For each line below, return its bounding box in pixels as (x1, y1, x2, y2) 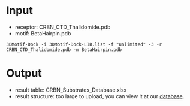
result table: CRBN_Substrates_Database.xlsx (14, 86, 127, 93)
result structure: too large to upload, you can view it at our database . (14, 92, 185, 99)
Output (6, 66, 42, 80)
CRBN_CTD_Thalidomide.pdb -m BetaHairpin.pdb (6, 46, 122, 53)
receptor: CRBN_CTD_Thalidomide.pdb (14, 23, 111, 31)
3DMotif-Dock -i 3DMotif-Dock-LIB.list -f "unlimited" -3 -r (6, 41, 162, 47)
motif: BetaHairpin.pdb (14, 29, 71, 37)
